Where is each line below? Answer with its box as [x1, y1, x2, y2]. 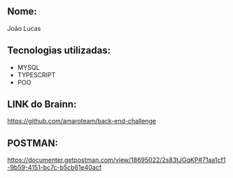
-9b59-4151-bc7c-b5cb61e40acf [7, 163, 102, 172]
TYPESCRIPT [17, 70, 56, 79]
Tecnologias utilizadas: [7, 45, 111, 57]
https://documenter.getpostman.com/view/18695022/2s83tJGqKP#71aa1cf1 [7, 156, 226, 164]
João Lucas [7, 24, 41, 32]
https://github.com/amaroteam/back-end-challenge [7, 117, 156, 125]
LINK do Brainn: [7, 98, 77, 111]
